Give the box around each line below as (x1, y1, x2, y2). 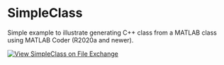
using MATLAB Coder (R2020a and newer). (7, 35, 134, 44)
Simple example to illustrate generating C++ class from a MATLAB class (7, 28, 218, 37)
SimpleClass (7, 5, 83, 21)
